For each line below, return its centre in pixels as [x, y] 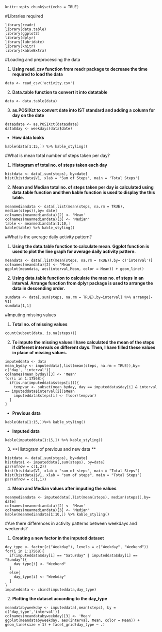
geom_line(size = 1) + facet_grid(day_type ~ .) [55, 625]
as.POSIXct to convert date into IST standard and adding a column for [83, 110]
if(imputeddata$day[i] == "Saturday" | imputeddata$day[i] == [73, 555]
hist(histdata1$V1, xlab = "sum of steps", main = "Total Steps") [73, 475]
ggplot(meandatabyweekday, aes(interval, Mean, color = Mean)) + [72, 620]
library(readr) [20, 25]
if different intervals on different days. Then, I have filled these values [84, 347]
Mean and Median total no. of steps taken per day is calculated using [83, 187]
